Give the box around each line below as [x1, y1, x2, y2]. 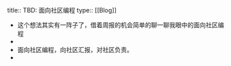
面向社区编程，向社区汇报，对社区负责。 [17, 46, 133, 53]
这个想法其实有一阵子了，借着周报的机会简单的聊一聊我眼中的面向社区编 [17, 21, 224, 29]
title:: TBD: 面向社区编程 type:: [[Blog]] [7, 6, 117, 14]
